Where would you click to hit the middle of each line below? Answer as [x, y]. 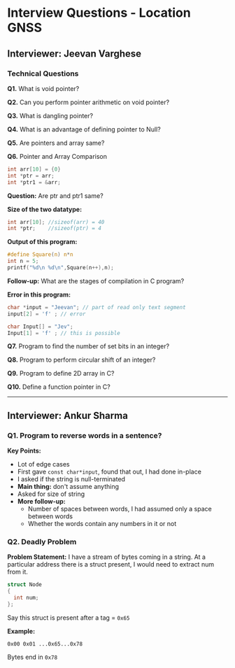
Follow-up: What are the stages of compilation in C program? [96, 280]
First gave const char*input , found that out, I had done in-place [109, 472]
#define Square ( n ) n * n [40, 255]
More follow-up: [41, 502]
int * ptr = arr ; [31, 176]
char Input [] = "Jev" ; [40, 327]
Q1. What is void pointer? [43, 88]
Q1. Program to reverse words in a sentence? [85, 435]
